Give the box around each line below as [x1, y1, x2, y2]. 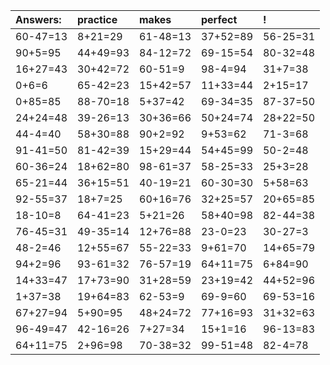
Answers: [15, 13, 62, 26]
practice [77, 13, 118, 26]
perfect [201, 13, 238, 26]
